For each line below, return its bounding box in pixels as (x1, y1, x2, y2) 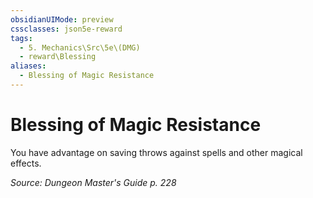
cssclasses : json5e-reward (10, 24, 123, 34)
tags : (10, 33, 33, 43)
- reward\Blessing (19, 52, 97, 62)
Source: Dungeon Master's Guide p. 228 (10, 176, 177, 188)
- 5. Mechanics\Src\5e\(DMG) (19, 42, 141, 53)
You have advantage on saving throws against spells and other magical (10, 146, 303, 158)
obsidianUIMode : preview (10, 14, 114, 25)
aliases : (10, 61, 47, 71)
